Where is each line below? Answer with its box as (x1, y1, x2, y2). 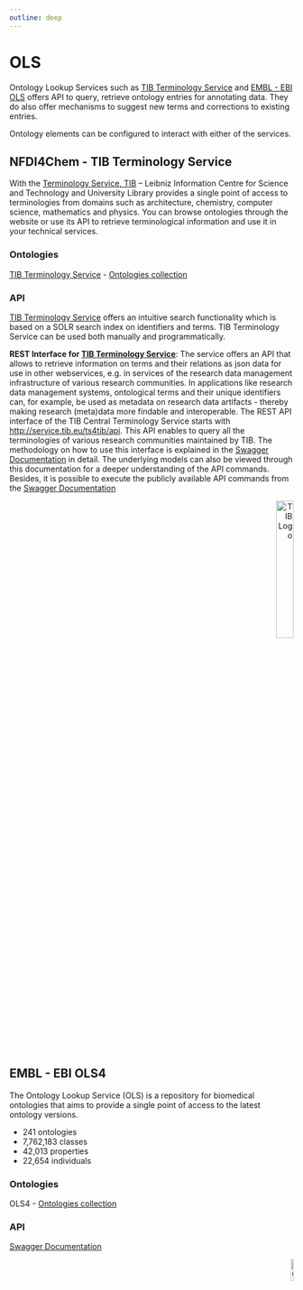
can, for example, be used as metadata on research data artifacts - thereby (9, 396, 289, 407)
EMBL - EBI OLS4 (9, 1066, 106, 1082)
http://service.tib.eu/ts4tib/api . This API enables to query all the (9, 425, 245, 435)
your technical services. (9, 226, 99, 237)
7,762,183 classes (22, 1136, 88, 1147)
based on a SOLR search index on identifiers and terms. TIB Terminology (9, 321, 280, 332)
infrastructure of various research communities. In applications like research (9, 377, 293, 388)
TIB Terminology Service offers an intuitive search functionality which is (9, 312, 277, 323)
